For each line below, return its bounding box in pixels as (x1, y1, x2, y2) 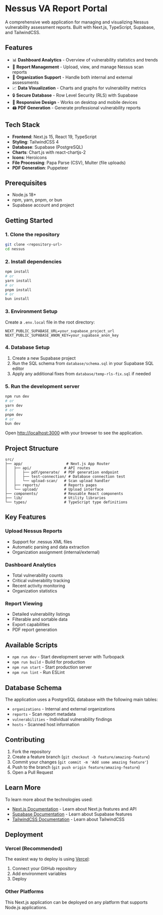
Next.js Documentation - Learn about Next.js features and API (12, 806, 137, 812)
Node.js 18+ (12, 192, 37, 198)
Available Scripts (5, 641, 58, 649)
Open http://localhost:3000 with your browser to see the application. (5, 430, 143, 436)
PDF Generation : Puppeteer (12, 164, 68, 171)
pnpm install (5, 287, 32, 292)
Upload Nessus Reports (5, 528, 62, 534)
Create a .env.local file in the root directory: (5, 319, 95, 325)
